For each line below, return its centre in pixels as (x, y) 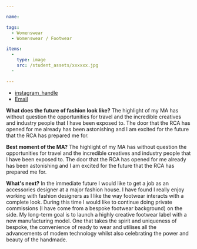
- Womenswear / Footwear (42, 38)
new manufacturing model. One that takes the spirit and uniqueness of (91, 221)
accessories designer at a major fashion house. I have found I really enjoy (95, 190)
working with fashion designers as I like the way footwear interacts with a (95, 195)
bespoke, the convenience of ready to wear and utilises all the (81, 227)
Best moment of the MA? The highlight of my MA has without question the (96, 147)
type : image (31, 60)
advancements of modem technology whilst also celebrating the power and (98, 233)
